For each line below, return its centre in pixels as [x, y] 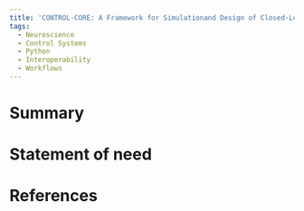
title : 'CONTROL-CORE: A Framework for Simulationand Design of [133, 18]
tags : [19, 26]
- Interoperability [54, 60]
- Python [34, 52]
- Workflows [40, 69]
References [53, 196]
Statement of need [81, 154]
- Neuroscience [46, 34]
